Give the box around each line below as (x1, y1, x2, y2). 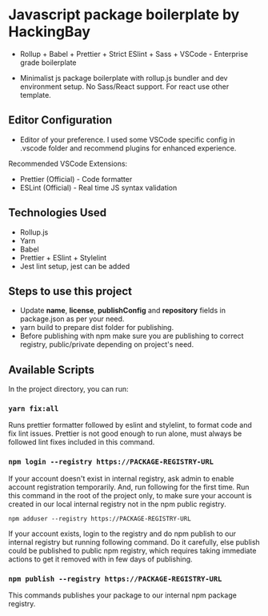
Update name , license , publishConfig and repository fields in (19, 306, 226, 316)
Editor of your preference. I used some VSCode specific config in (19, 135, 236, 144)
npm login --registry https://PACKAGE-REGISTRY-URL (8, 457, 214, 466)
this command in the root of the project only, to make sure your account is (8, 490, 252, 500)
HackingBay (8, 22, 90, 41)
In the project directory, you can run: (8, 384, 129, 394)
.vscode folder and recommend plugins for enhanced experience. (19, 143, 237, 153)
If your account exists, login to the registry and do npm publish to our (8, 529, 237, 538)
